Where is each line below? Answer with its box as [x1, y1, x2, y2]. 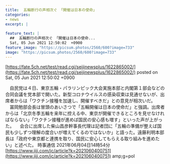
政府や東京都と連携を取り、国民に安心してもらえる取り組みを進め [18, 135, 155, 142]
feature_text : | [5, 31, 39, 36]
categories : [5, 12, 30, 17]
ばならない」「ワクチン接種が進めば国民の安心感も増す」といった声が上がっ [5, 116, 163, 122]
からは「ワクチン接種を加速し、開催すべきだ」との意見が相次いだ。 [14, 97, 156, 104]
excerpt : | [5, 21, 28, 27]
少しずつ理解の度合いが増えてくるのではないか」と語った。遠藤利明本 [14, 129, 160, 135]
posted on [136, 69, 158, 75]
